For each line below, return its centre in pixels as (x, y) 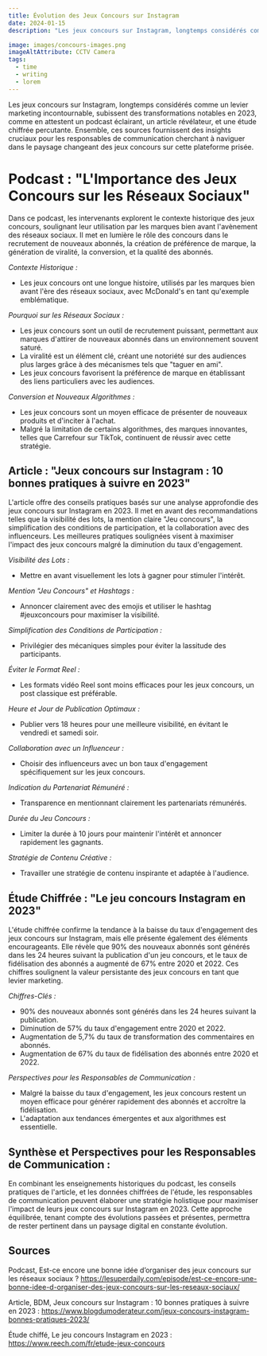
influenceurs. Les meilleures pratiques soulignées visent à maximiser (121, 536)
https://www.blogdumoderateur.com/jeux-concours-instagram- (145, 1311)
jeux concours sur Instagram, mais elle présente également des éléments (128, 938)
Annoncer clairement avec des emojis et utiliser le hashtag (116, 607)
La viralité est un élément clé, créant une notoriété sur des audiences (133, 356)
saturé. (31, 347)
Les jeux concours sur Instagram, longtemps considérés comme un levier (128, 104)
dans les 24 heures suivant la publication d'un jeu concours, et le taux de (128, 955)
